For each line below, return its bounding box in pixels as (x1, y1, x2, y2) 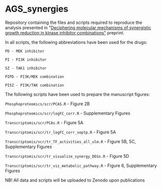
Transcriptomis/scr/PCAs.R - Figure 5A (5, 119, 84, 125)
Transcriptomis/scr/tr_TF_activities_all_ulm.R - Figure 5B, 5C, (5, 138, 136, 144)
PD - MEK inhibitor (5, 49, 45, 54)
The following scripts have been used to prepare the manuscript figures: (5, 91, 150, 97)
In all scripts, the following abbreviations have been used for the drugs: (5, 39, 147, 45)
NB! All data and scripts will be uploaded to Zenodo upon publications (5, 177, 145, 183)
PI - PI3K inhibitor (5, 57, 47, 62)
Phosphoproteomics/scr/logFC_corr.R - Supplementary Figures (5, 110, 130, 116)
